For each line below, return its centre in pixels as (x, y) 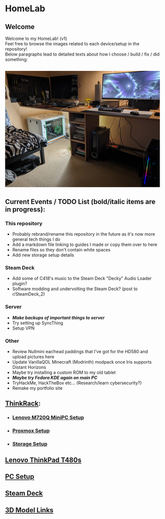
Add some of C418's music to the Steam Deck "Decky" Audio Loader (82, 278)
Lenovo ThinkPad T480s (43, 460)
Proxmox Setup (31, 431)
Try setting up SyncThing (38, 323)
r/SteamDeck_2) (28, 294)
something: (16, 59)
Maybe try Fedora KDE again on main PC (55, 377)
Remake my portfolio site (37, 388)
